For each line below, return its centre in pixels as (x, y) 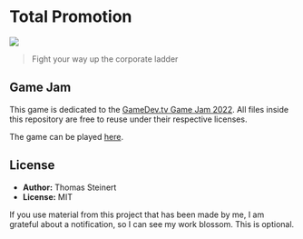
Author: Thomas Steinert (69, 187)
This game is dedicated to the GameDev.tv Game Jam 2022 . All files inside (149, 109)
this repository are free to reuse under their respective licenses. (128, 119)
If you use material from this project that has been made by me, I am (137, 214)
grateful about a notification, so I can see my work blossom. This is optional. (152, 224)
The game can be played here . (67, 136)
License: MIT (48, 196)
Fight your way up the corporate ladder (105, 59)
